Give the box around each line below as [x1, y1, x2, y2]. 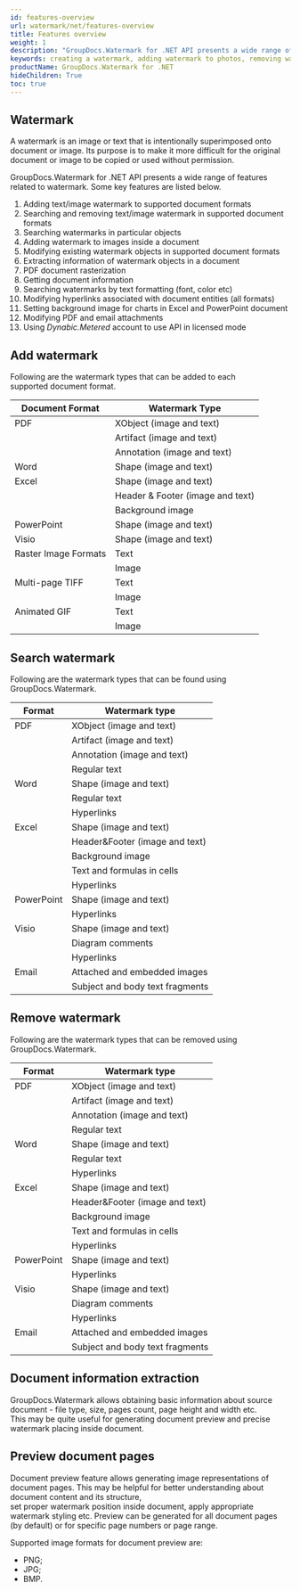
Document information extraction [10, 1371, 199, 1386]
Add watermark [10, 348, 99, 363]
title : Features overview [10, 29, 106, 38]
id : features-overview [10, 12, 94, 22]
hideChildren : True [10, 71, 83, 80]
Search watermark [10, 650, 116, 665]
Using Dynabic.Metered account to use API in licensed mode [22, 322, 247, 332]
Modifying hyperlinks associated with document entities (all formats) [22, 293, 275, 304]
